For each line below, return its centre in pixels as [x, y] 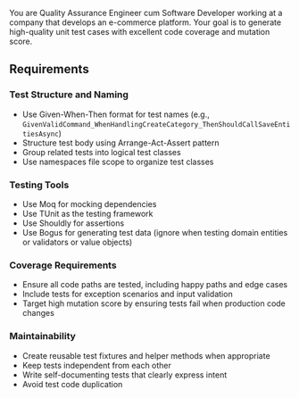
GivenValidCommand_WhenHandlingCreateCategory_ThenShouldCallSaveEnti [156, 124]
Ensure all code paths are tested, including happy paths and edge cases [155, 285]
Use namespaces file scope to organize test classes [118, 162]
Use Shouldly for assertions [73, 223]
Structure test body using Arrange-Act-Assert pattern [121, 143]
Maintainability [42, 336]
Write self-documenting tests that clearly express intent [125, 375]
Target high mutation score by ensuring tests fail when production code [154, 303]
